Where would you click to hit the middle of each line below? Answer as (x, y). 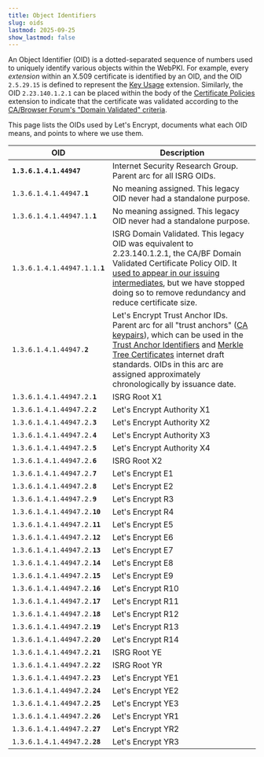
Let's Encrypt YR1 (146, 716)
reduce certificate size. (155, 303)
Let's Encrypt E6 (143, 538)
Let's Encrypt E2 (143, 487)
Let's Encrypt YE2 (146, 691)
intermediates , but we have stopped (179, 283)
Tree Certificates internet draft (169, 355)
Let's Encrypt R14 (146, 640)
